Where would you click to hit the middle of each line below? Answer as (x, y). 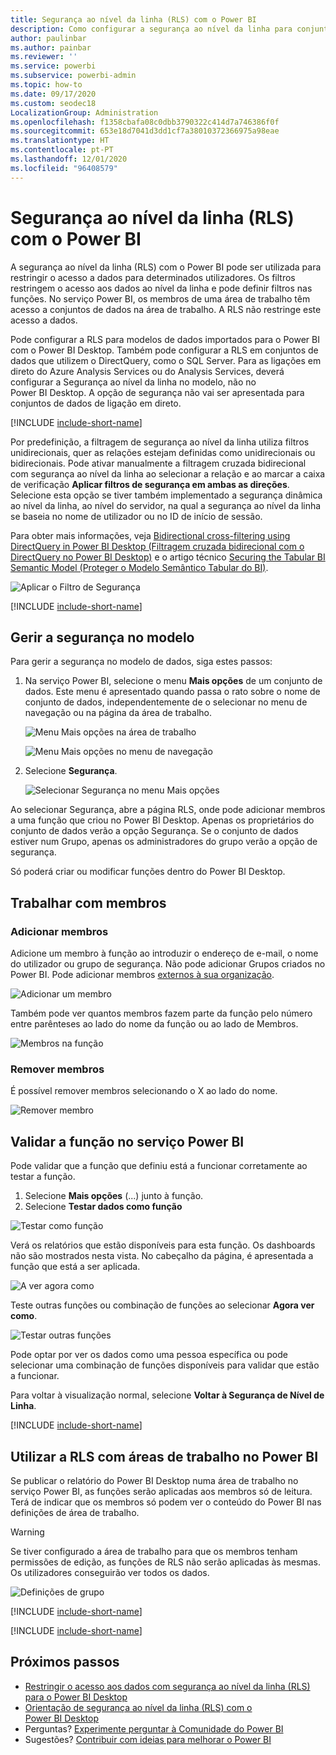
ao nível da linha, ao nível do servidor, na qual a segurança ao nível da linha (166, 505)
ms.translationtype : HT (60, 141)
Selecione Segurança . (71, 771)
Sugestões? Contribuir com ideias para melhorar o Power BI (148, 1739)
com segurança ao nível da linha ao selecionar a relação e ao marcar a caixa (168, 473)
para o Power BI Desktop (76, 1697)
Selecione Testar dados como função (103, 1207)
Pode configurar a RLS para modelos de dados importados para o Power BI (165, 339)
